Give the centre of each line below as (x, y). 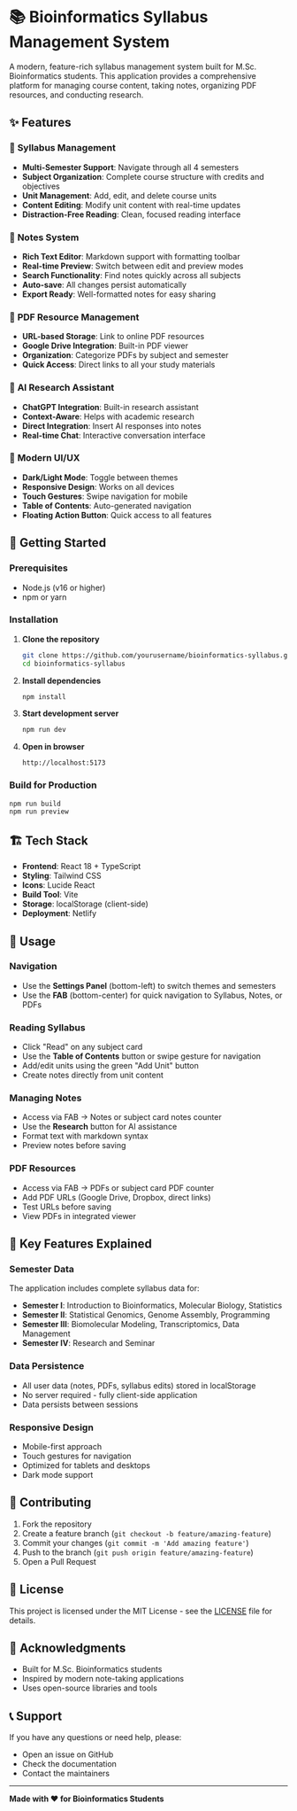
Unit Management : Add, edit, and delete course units (119, 195)
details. (23, 1620)
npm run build (35, 804)
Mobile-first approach (62, 1447)
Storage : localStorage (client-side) (85, 904)
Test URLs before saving (67, 1207)
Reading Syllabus (47, 1027)
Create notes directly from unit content (92, 1075)
